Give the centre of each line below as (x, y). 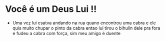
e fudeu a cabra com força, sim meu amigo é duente (66, 33)
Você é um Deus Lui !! (51, 9)
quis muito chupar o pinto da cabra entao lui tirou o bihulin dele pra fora (86, 28)
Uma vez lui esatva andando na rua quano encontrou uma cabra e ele (84, 23)
